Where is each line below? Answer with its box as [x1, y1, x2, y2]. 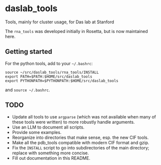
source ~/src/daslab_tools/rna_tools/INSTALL [5, 70, 99, 75]
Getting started [5, 48, 53, 56]
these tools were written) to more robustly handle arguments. [12, 119, 135, 125]
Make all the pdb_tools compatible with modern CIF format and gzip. [12, 139, 149, 146]
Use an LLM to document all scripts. [12, 124, 85, 130]
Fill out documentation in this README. [12, 155, 90, 161]
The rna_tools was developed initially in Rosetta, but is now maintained [5, 28, 148, 34]
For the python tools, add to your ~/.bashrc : [5, 60, 93, 66]
